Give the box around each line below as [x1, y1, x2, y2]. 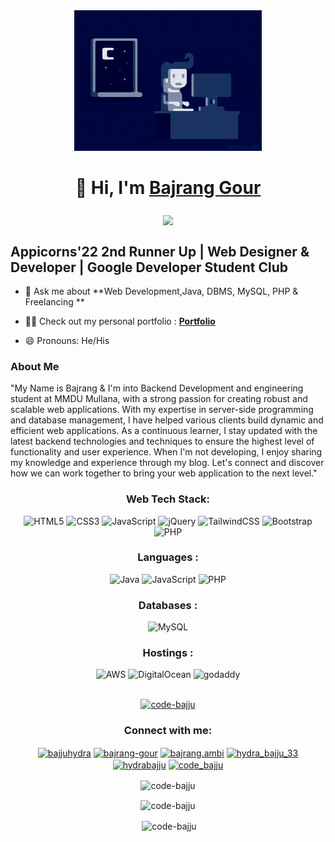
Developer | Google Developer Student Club [10, 259, 288, 276]
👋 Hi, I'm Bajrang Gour [74, 177, 262, 199]
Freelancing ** [24, 295, 85, 308]
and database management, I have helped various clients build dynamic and [10, 414, 324, 426]
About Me [10, 359, 60, 373]
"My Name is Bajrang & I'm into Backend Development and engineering [10, 382, 304, 394]
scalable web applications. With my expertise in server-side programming [10, 404, 314, 416]
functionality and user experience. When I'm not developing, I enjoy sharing [10, 446, 323, 458]
